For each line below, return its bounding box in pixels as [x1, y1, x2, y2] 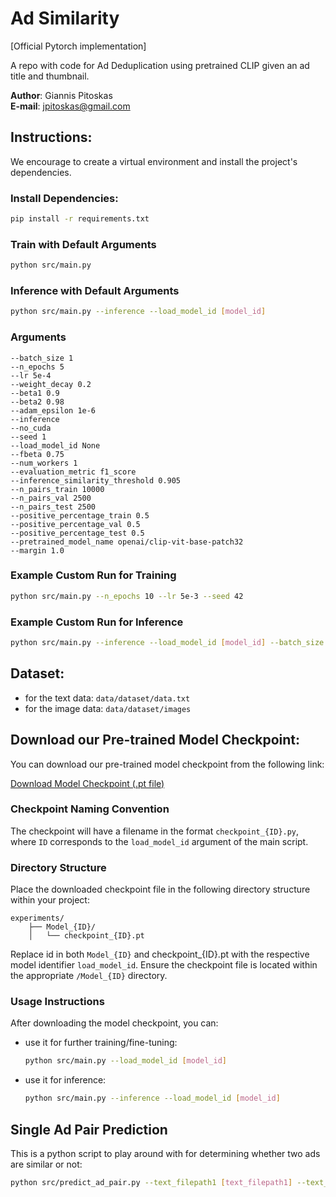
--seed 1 [10, 432, 47, 442]
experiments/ [10, 913, 65, 924]
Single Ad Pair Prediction [10, 1121, 168, 1138]
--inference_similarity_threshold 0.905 [10, 475, 182, 486]
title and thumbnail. [10, 70, 90, 82]
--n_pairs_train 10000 [10, 484, 105, 494]
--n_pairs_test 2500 [10, 502, 97, 512]
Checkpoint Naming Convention [10, 802, 170, 816]
